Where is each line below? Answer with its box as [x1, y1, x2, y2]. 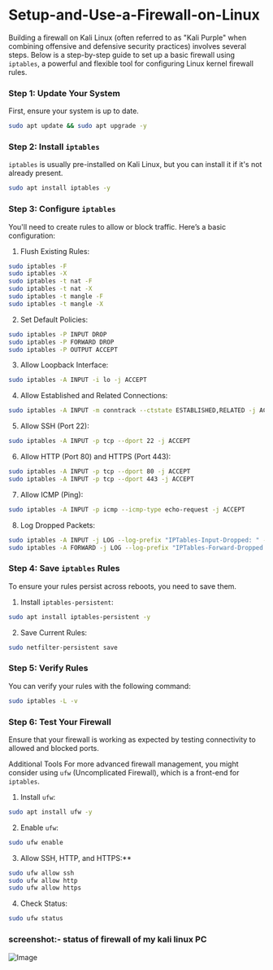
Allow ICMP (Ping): [19, 489, 84, 499]
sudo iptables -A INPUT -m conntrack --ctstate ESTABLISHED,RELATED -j [8, 406, 256, 415]
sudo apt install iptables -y [8, 184, 111, 192]
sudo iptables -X [8, 270, 67, 278]
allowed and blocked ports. [8, 743, 100, 753]
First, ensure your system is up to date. [8, 106, 140, 116]
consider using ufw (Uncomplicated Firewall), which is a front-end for [8, 767, 240, 777]
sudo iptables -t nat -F [8, 277, 93, 286]
